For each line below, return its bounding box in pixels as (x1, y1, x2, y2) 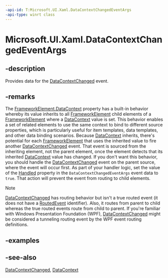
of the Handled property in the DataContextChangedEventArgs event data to (5, 170, 158, 176)
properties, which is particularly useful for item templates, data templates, (5, 127, 158, 133)
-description (5, 64, 45, 73)
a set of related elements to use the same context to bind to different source (5, 122, 163, 128)
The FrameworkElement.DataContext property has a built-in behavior (5, 106, 148, 112)
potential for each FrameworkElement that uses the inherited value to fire (5, 138, 157, 144)
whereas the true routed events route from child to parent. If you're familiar (5, 205, 161, 212)
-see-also (5, 253, 37, 262)
